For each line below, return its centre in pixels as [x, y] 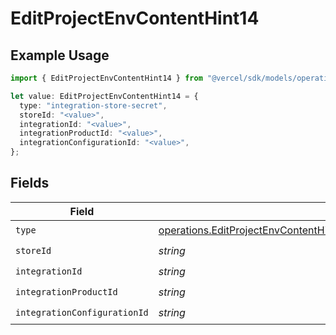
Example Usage [60, 55]
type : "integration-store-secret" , [93, 105]
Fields [30, 183]
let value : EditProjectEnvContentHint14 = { [104, 96]
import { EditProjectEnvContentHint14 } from [106, 78]
